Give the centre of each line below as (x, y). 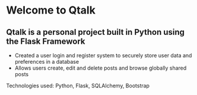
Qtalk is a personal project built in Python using (96, 32)
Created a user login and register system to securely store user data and (103, 55)
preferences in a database (47, 62)
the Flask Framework (46, 41)
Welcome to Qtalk (51, 10)
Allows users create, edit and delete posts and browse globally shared (101, 68)
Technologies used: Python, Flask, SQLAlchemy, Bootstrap (78, 86)
